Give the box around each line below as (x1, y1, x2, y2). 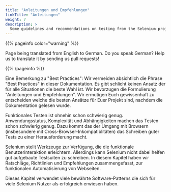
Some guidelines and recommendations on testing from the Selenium (10, 26, 156, 32)
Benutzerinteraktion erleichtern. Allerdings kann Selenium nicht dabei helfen (5, 149, 165, 155)
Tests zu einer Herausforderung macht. (5, 134, 88, 140)
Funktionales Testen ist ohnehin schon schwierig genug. (5, 113, 124, 119)
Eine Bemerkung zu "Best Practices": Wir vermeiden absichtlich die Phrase (5, 75, 163, 81)
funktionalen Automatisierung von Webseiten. (5, 166, 101, 172)
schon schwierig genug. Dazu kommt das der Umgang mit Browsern (5, 123, 149, 129)
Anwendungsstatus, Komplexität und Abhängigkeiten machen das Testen (5, 118, 159, 124)
